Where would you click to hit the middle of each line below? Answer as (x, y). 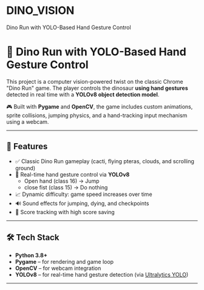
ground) (25, 168)
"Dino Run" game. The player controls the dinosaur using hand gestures (97, 88)
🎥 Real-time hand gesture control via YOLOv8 (72, 174)
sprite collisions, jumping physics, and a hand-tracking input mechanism (97, 115)
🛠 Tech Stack (33, 238)
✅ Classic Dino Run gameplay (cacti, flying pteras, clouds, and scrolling (104, 161)
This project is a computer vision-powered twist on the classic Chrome (95, 81)
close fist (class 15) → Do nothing (66, 187)
